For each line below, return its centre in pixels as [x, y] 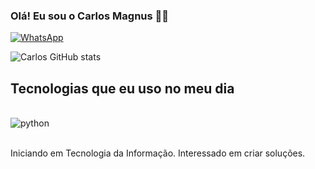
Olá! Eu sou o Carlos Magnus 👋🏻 [90, 16]
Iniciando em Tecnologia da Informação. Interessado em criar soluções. [158, 153]
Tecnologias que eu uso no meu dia [122, 88]
